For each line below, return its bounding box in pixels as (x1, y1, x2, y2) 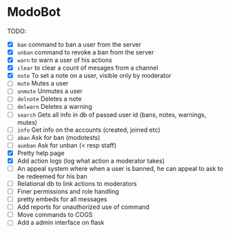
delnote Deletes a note (17, 94, 82, 103)
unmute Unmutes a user (17, 87, 83, 95)
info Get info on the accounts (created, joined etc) (17, 125, 160, 134)
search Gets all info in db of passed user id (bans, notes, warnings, (17, 110, 207, 119)
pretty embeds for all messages (17, 195, 108, 203)
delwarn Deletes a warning (17, 103, 92, 111)
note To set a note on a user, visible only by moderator (17, 72, 172, 80)
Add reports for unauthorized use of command (17, 203, 150, 211)
